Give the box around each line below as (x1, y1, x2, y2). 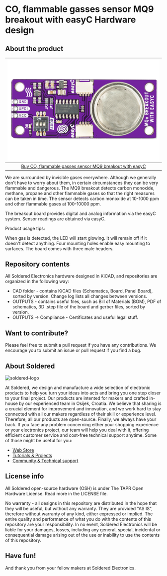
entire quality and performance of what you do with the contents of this (5, 516, 152, 522)
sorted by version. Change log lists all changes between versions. (12, 293, 148, 299)
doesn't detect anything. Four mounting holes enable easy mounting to (5, 240, 151, 246)
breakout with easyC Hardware (5, 14, 136, 25)
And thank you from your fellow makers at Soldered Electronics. (5, 565, 136, 571)
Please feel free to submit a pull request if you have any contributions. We (5, 342, 157, 348)
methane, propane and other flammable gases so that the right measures (5, 190, 155, 196)
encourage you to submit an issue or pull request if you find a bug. (5, 347, 142, 354)
